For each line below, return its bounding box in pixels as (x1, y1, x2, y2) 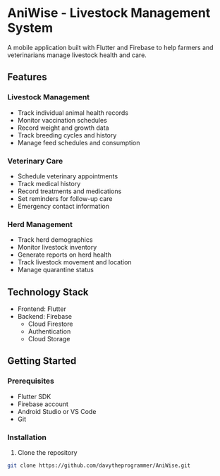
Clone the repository (17, 448, 78, 457)
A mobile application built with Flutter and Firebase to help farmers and (7, 43, 214, 51)
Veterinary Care (7, 156, 63, 166)
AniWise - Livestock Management (7, 5, 211, 21)
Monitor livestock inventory (17, 243, 97, 252)
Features (7, 71, 47, 83)
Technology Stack (7, 286, 89, 298)
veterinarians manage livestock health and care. (7, 51, 147, 59)
